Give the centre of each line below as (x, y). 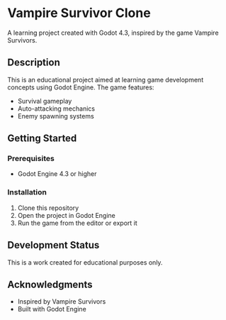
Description (34, 63)
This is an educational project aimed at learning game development (106, 79)
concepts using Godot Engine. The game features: (81, 87)
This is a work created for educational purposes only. (85, 262)
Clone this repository (48, 208)
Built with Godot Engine (52, 309)
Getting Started (42, 139)
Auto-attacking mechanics (56, 109)
